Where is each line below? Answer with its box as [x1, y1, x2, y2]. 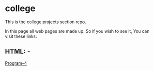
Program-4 [5, 60, 27, 66]
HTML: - [5, 47, 31, 56]
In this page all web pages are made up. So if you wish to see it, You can [5, 28, 150, 34]
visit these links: [5, 33, 37, 39]
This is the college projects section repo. [5, 19, 86, 25]
